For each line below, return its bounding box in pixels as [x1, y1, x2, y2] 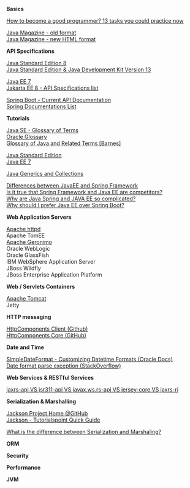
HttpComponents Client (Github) [6, 325, 88, 333]
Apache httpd [6, 226, 41, 232]
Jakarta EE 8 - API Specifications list [6, 84, 99, 92]
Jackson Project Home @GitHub [6, 410, 88, 417]
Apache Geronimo [6, 238, 52, 245]
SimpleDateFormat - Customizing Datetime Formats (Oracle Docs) [6, 356, 173, 363]
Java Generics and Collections [6, 170, 84, 177]
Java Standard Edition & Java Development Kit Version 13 [6, 66, 151, 73]
